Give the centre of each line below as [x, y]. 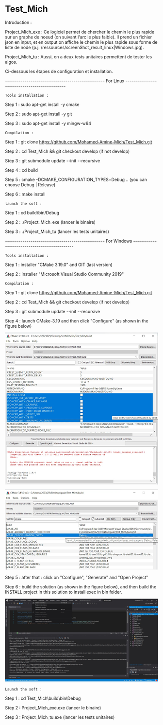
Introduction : [18, 22]
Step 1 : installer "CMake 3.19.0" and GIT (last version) [59, 265]
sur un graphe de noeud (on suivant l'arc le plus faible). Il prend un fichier [78, 37]
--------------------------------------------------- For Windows [69, 241]
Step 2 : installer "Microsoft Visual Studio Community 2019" [65, 274]
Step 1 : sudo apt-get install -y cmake [42, 104]
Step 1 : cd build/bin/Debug [32, 212]
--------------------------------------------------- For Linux [65, 81]
